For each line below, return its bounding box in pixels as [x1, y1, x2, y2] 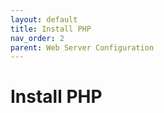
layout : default [10, 14, 78, 25]
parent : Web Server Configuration [10, 42, 155, 53]
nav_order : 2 [10, 33, 65, 43]
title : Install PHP [10, 24, 92, 34]
